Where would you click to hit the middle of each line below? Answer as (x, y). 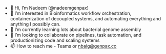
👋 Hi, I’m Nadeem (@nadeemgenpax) (49, 8)
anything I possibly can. (35, 24)
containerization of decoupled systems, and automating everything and (86, 19)
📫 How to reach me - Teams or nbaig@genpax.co (63, 46)
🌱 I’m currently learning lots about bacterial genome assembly (76, 30)
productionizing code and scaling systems (55, 40)
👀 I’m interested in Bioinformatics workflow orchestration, (71, 13)
